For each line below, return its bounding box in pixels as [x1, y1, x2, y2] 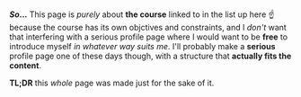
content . [9, 60, 42, 71]
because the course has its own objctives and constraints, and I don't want [9, 22, 288, 32]
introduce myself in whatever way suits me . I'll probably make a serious [9, 41, 276, 51]
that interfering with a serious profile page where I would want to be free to [9, 31, 288, 42]
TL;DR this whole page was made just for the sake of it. [9, 77, 215, 88]
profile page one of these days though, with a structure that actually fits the [9, 50, 292, 61]
